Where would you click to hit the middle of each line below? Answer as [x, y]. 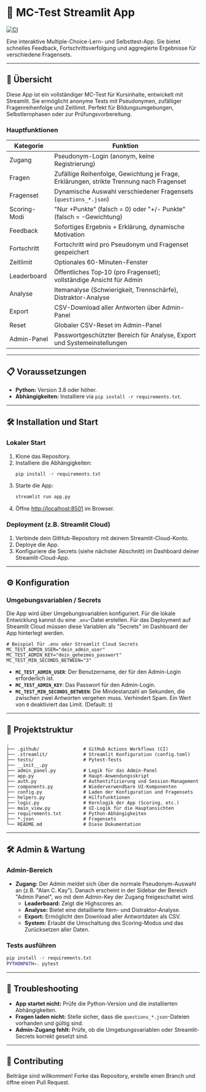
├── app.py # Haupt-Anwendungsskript [78, 776]
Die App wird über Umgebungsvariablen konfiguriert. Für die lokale [91, 613]
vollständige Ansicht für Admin [98, 280]
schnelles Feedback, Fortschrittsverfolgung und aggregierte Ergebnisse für [101, 48]
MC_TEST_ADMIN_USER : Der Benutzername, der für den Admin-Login [98, 672]
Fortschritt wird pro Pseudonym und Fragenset [121, 245]
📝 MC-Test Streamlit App [71, 13]
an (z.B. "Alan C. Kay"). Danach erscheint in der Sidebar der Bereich [101, 890]
